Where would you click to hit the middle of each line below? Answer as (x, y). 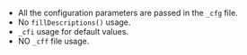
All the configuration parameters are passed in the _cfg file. (128, 13)
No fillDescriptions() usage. (74, 22)
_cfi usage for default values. (73, 31)
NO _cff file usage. (53, 41)
